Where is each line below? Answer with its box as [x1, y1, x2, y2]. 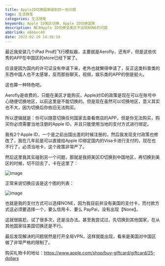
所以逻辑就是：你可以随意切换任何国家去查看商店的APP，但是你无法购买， [5, 115, 156, 121]
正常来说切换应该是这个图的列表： [5, 180, 74, 186]
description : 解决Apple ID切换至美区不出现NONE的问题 [5, 26, 108, 30]
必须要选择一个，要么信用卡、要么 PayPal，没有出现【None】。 [13, 206, 141, 212]
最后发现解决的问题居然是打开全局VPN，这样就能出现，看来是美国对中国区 [5, 233, 156, 239]
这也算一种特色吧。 [5, 81, 44, 87]
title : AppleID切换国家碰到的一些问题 [5, 7, 77, 12]
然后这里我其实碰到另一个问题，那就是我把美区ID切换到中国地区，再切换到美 [5, 154, 160, 160]
